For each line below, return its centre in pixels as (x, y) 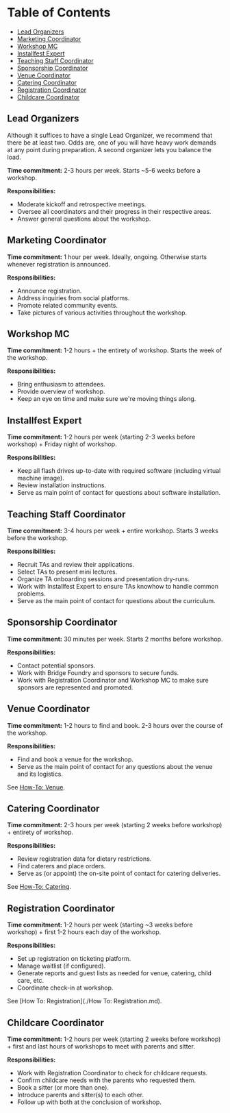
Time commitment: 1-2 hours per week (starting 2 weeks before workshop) (114, 1039)
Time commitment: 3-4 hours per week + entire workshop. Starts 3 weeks (113, 530)
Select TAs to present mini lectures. (67, 572)
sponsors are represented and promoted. (75, 687)
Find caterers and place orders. (61, 866)
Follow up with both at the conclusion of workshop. (89, 1102)
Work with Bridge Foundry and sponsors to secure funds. (98, 672)
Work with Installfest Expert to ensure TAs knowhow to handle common (118, 586)
